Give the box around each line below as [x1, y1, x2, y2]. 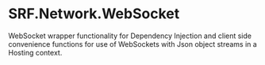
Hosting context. [8, 48, 63, 57]
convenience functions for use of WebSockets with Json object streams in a [8, 39, 258, 48]
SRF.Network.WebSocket [8, 5, 180, 23]
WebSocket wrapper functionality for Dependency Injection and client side [8, 31, 252, 40]
